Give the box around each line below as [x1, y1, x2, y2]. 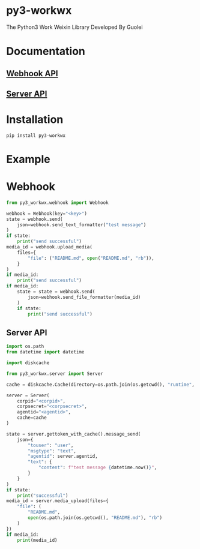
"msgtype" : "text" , [28, 448, 77, 454]
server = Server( [6, 392, 50, 398]
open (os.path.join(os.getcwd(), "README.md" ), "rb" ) [28, 515, 163, 521]
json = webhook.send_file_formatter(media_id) [28, 294, 141, 300]
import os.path [6, 343, 44, 350]
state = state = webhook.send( [17, 289, 95, 295]
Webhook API [6, 68, 58, 79]
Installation [6, 113, 64, 127]
